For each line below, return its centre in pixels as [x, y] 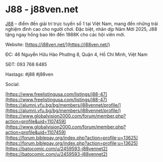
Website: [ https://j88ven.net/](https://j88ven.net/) [58, 44]
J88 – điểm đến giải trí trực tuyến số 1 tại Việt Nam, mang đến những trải [82, 24]
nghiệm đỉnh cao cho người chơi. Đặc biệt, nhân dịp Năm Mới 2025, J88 [81, 29]
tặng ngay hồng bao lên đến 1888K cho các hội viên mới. [65, 34]
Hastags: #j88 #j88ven [29, 74]
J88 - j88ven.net [42, 9]
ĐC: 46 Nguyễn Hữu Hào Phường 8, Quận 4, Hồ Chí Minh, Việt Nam [76, 54]
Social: [13, 84]
